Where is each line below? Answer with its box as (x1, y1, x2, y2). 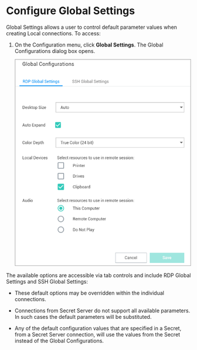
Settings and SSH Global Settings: (6, 278, 88, 285)
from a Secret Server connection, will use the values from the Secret (14, 331, 181, 338)
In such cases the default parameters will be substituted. (14, 314, 152, 321)
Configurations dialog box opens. (14, 47, 96, 54)
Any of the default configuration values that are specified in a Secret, (14, 325, 182, 332)
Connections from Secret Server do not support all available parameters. (14, 307, 191, 314)
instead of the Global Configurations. (14, 337, 104, 345)
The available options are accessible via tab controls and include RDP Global (6, 272, 191, 279)
